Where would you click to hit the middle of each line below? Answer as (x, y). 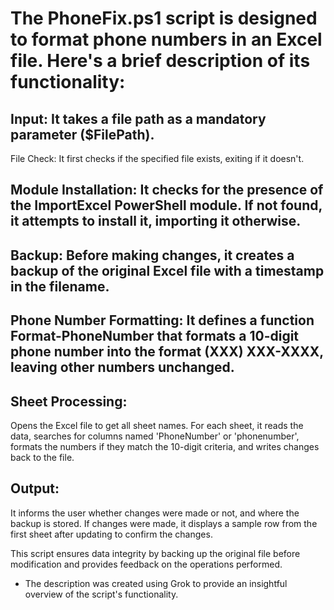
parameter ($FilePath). (82, 134)
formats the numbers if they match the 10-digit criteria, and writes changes (165, 446)
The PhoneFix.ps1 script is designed (164, 18)
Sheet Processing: (69, 401)
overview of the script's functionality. (101, 594)
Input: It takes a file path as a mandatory (138, 118)
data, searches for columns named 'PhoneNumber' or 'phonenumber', (155, 436)
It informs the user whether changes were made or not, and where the (155, 513)
